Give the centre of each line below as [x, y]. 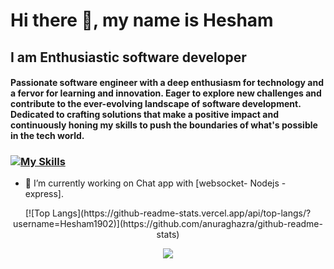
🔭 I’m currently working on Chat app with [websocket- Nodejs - [155, 183]
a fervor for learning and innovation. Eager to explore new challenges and [166, 93]
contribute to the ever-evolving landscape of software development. [156, 104]
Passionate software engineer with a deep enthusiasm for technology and [167, 83]
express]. [44, 194]
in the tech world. [47, 136]
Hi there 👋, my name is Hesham [142, 20]
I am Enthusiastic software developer [128, 57]
